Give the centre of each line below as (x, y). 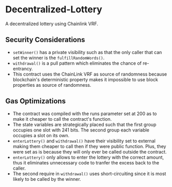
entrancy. (23, 68)
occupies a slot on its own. (41, 135)
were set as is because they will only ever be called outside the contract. (90, 152)
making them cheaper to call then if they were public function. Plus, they (89, 146)
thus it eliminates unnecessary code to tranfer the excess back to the (86, 162)
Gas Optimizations (35, 101)
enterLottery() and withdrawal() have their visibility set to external (84, 141)
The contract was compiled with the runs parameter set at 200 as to (85, 114)
